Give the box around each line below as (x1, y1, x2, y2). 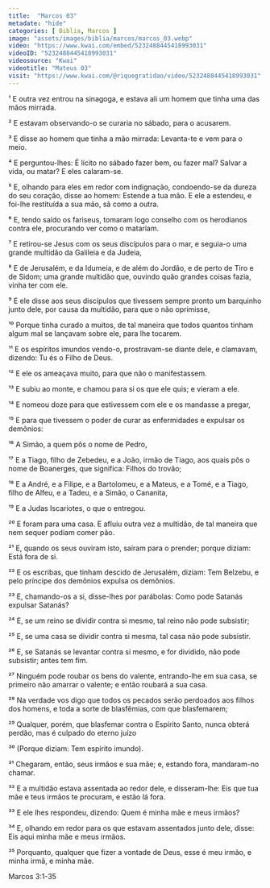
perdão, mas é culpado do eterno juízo (8, 728, 137, 737)
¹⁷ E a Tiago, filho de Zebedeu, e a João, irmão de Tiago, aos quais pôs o (8, 454, 250, 464)
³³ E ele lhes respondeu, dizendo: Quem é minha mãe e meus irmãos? (8, 807, 240, 817)
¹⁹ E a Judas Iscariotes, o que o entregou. (8, 503, 147, 512)
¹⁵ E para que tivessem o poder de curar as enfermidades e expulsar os (8, 415, 245, 425)
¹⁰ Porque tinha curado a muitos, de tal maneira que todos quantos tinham (8, 320, 254, 330)
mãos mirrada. (8, 102, 56, 112)
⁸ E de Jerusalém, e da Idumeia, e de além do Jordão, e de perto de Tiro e (8, 263, 254, 272)
